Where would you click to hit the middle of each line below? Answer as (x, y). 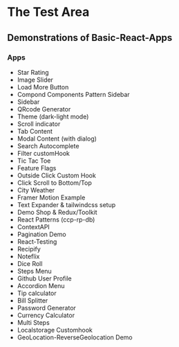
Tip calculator (37, 293)
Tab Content (35, 131)
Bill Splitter (32, 300)
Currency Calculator (46, 315)
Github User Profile (44, 278)
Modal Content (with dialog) (57, 139)
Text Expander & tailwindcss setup (66, 204)
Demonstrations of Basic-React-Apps (90, 38)
